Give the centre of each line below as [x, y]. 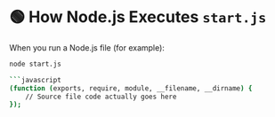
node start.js [36, 64]
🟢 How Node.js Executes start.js [138, 17]
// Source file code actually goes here [101, 97]
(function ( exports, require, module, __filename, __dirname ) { [131, 88]
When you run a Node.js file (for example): [87, 47]
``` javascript [36, 80]
